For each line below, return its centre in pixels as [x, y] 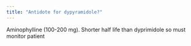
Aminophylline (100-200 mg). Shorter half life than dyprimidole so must [96, 29]
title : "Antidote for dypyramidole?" [54, 12]
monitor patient [25, 36]
